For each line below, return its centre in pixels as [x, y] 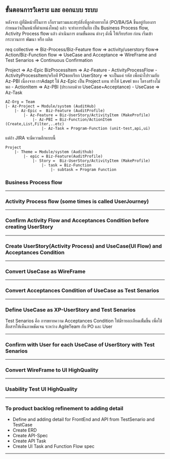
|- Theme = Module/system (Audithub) [54, 152]
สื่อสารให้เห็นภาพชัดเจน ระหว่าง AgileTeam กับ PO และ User [59, 326]
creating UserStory [29, 227]
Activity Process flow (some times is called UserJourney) [77, 201]
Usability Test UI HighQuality [41, 389]
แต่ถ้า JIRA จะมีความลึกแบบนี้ [30, 137]
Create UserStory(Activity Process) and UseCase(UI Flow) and [83, 246]
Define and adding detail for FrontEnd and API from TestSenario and [83, 419]
